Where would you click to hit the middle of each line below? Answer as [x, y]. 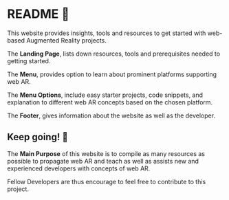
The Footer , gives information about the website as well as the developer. [111, 115]
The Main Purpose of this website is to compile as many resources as [106, 153]
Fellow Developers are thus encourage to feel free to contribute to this [107, 181]
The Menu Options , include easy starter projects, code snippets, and [105, 95]
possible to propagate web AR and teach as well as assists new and [103, 161]
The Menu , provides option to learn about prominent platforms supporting [112, 74]
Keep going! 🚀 [38, 137]
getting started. [29, 60]
